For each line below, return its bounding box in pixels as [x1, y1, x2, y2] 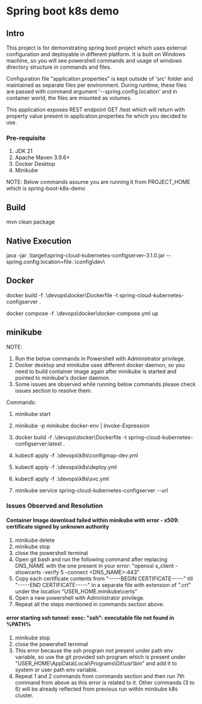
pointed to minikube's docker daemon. [14, 374, 111, 381]
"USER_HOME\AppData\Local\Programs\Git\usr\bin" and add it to [14, 659, 177, 667]
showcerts [14, 568, 41, 576]
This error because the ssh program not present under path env [14, 647, 173, 654]
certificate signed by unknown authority [6, 523, 109, 530]
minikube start [14, 410, 51, 417]
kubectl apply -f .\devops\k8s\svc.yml [14, 475, 109, 482]
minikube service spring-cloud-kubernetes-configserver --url [14, 486, 168, 494]
